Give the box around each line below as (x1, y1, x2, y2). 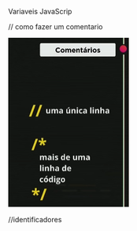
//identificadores (8, 215, 62, 224)
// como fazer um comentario (8, 22, 104, 31)
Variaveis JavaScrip (8, 7, 72, 16)
